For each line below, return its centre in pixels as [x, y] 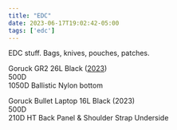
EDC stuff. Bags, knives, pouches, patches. [79, 53]
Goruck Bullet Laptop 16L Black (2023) [72, 101]
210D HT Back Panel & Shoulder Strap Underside [88, 118]
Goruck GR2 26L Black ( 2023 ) [58, 69]
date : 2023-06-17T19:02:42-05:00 [64, 23]
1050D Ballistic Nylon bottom [56, 85]
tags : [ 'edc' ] [32, 30]
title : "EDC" [30, 16]
